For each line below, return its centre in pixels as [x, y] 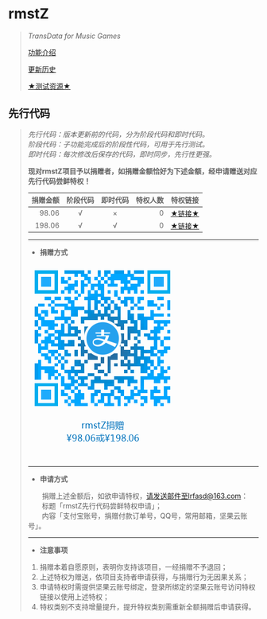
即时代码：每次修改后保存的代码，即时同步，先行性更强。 [122, 154]
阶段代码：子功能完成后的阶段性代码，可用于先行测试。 [118, 144]
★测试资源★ [49, 86]
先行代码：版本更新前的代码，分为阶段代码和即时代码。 [118, 134]
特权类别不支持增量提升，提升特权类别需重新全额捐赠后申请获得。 [147, 607]
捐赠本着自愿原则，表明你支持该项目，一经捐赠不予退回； [133, 567]
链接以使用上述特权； [74, 597]
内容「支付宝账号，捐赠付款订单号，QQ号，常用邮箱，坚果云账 [145, 516]
